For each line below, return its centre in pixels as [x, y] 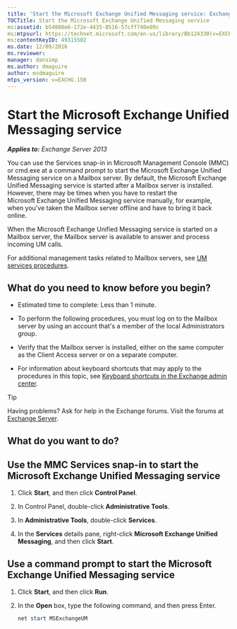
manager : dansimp [33, 60]
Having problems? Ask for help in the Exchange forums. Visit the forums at [116, 411]
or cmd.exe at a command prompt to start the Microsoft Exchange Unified [115, 171]
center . [28, 383]
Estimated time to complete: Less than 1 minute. [87, 305]
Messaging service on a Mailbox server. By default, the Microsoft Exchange [117, 178]
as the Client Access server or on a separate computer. [98, 355]
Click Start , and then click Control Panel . [77, 493]
